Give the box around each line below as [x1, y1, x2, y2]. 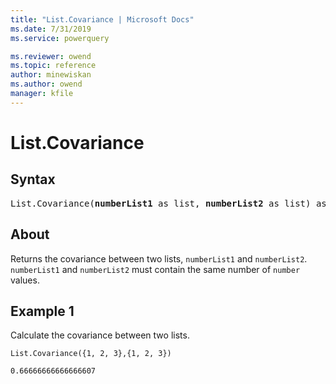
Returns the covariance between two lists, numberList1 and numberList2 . [10, 252, 308, 265]
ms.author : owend [10, 79, 83, 90]
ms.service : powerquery [10, 33, 110, 43]
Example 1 [10, 302, 75, 320]
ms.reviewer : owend [10, 51, 92, 61]
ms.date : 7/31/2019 [10, 24, 92, 34]
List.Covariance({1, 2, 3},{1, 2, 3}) [10, 349, 172, 359]
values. [10, 274, 40, 286]
